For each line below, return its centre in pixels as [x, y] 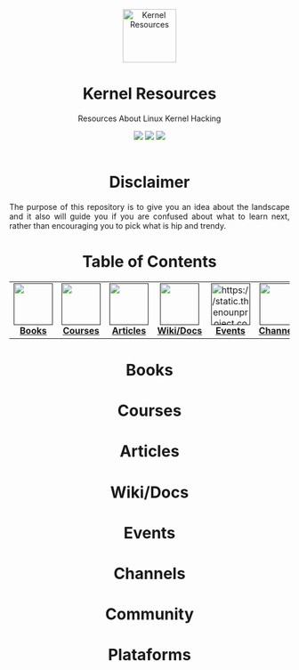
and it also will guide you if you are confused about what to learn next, [149, 216]
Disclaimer [149, 182]
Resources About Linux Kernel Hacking [149, 118]
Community [149, 614]
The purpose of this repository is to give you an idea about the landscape [149, 206]
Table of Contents [149, 262]
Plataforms [149, 655]
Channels [149, 573]
